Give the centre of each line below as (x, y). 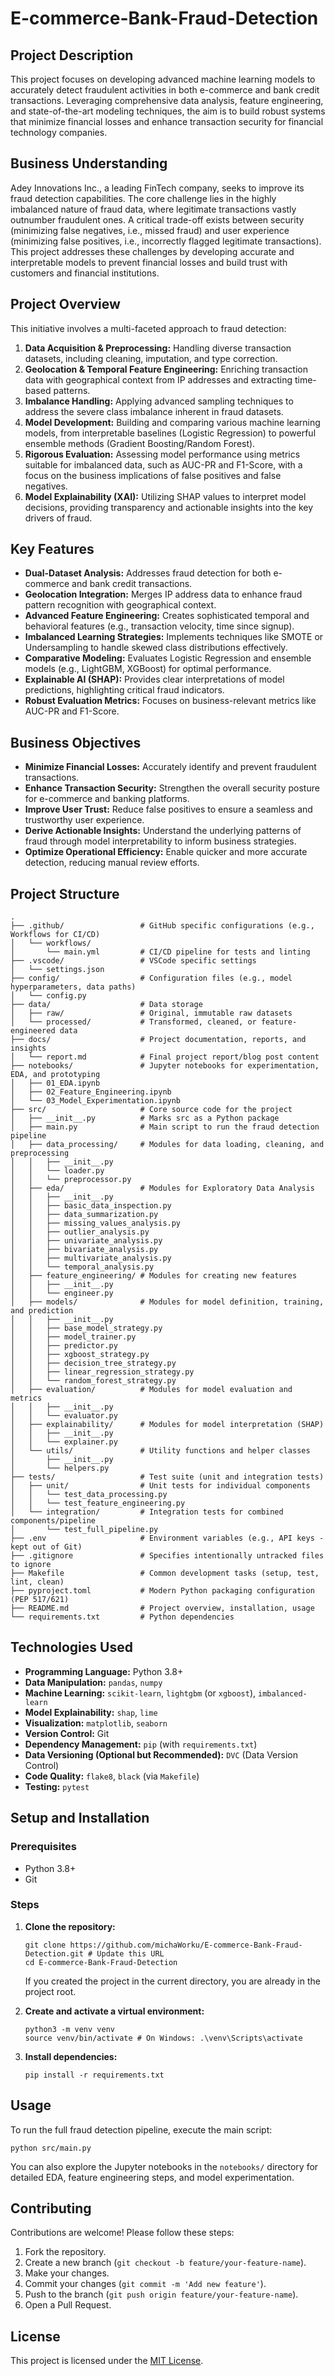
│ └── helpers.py (60, 1468)
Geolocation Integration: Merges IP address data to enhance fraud (163, 594)
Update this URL (130, 1953)
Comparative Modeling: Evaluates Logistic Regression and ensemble (168, 658)
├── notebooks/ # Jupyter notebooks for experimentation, (165, 1066)
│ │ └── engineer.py (62, 1293)
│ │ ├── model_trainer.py (73, 1337)
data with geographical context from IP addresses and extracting (158, 379)
